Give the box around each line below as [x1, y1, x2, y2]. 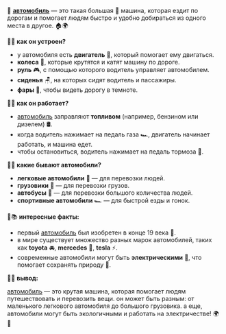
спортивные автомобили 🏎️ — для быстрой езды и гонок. [16, 196, 190, 204]
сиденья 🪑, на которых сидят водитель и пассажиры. [16, 76, 177, 84]
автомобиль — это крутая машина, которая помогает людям [7, 287, 186, 295]
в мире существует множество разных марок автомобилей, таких [16, 236, 212, 243]
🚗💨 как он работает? [7, 99, 69, 107]
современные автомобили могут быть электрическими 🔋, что [16, 254, 202, 261]
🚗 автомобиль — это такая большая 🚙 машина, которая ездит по [7, 7, 199, 14]
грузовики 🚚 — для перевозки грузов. [16, 182, 130, 189]
